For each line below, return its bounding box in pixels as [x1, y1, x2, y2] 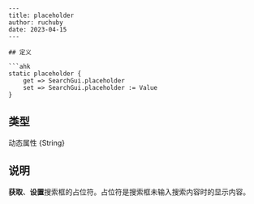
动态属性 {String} [8, 138, 66, 147]
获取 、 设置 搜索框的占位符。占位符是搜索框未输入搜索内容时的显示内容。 [8, 187, 250, 197]
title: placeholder [8, 11, 75, 19]
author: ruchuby [8, 19, 63, 27]
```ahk [8, 62, 31, 70]
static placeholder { [8, 70, 82, 78]
